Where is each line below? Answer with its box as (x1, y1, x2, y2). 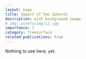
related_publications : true (5, 35, 64, 40)
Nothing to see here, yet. (5, 48, 56, 54)
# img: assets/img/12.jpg (5, 21, 59, 26)
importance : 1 (5, 26, 35, 30)
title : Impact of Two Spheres (5, 12, 68, 17)
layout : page (5, 7, 32, 12)
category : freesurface (5, 30, 52, 35)
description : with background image (5, 16, 81, 21)
